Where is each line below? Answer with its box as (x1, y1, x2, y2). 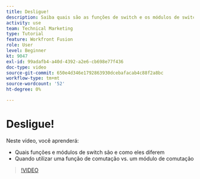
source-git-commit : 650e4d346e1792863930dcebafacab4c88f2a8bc (6, 70, 164, 76)
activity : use (6, 20, 42, 26)
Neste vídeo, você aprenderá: (6, 137, 79, 144)
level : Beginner (6, 48, 46, 54)
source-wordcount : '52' (6, 81, 65, 87)
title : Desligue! (6, 8, 49, 15)
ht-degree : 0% (6, 87, 42, 92)
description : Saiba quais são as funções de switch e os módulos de (6, 14, 180, 20)
